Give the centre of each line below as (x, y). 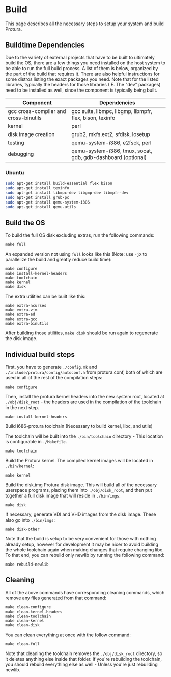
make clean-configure (28, 607)
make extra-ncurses (26, 306)
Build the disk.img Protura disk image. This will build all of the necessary (81, 485)
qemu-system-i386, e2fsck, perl (111, 143)
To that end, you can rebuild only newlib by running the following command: (85, 555)
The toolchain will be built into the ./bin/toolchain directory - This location (84, 436)
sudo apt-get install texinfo (37, 188)
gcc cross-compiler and (37, 111)
